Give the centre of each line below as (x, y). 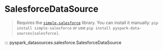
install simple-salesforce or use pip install (64, 27)
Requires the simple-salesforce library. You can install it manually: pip (87, 23)
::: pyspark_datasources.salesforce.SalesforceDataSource (63, 42)
